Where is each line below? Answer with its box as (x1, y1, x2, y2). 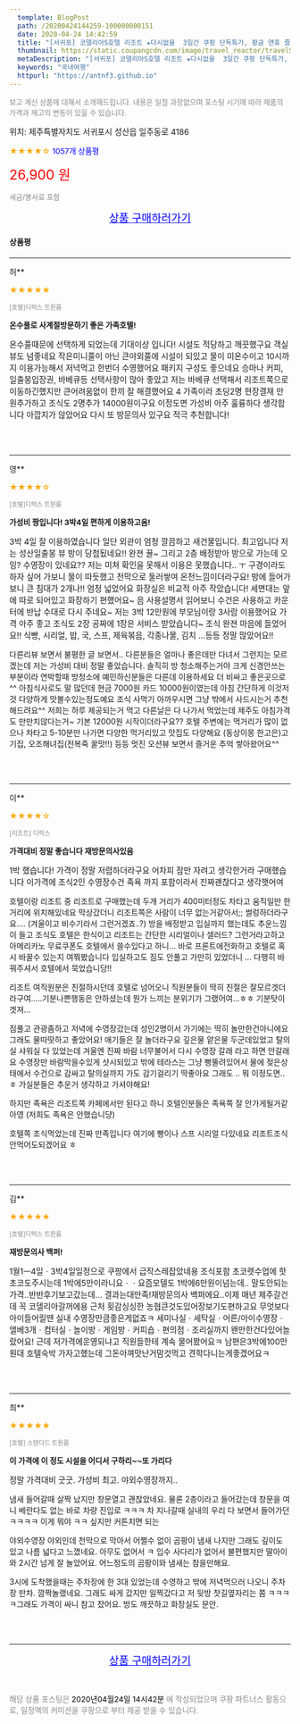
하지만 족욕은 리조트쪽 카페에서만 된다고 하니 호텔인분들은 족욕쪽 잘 (9, 1098, 243, 1109)
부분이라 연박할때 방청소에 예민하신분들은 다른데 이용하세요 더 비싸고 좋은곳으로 (9, 671, 287, 682)
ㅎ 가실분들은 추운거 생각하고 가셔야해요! (9, 1078, 150, 1090)
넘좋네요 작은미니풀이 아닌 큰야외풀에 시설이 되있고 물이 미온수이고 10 (26, 350, 275, 362)
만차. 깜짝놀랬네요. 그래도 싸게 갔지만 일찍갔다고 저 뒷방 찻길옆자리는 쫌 (18, 1587, 266, 1598)
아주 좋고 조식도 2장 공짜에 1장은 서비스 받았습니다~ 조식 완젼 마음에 (19, 618, 262, 629)
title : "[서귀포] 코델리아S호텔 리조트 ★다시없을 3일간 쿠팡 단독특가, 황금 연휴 (17, 38, 281, 47)
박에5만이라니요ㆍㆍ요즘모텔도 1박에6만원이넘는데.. (66, 1277, 250, 1288)
